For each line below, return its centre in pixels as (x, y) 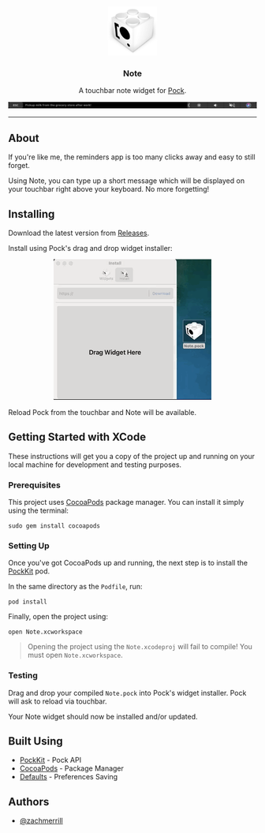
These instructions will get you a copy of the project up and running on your (131, 456)
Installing (32, 214)
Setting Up (29, 545)
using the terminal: (39, 510)
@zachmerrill (41, 821)
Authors (29, 802)
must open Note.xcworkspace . (75, 655)
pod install (28, 602)
